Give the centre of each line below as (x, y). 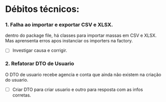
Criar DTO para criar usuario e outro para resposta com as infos (78, 89)
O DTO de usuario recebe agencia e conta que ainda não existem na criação (83, 74)
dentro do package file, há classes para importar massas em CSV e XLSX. (81, 35)
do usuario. (17, 80)
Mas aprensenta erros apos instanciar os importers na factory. (69, 41)
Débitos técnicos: (42, 9)
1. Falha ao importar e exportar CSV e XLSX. (59, 25)
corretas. (22, 95)
